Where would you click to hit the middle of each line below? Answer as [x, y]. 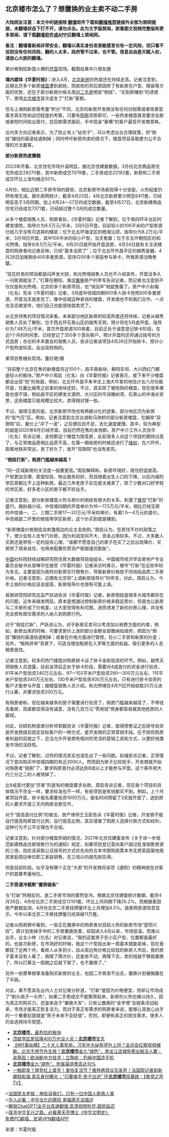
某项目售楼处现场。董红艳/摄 [35, 358]
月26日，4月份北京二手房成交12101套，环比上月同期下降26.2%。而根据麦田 [83, 901]
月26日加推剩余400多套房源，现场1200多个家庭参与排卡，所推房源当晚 [79, 257]
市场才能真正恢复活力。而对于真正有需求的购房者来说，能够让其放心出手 [89, 1009]
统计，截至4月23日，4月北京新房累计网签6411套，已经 [106, 196]
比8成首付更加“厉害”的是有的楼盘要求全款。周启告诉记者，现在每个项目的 [81, 785]
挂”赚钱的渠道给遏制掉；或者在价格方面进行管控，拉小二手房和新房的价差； [83, 637]
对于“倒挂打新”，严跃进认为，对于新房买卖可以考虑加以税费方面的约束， [80, 624]
